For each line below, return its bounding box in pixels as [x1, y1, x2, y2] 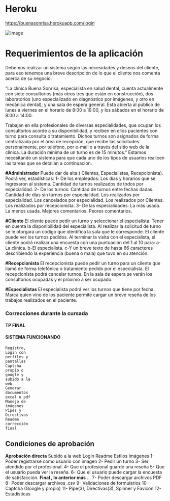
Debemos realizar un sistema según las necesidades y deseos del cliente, [5, 64, 160, 70]
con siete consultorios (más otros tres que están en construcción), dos [5, 90, 154, 97]
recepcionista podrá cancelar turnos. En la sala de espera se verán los [5, 271, 153, 277]
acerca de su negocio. [5, 75, 52, 82]
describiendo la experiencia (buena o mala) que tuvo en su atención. [5, 250, 149, 256]
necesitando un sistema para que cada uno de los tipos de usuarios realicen [5, 154, 165, 161]
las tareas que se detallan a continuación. [5, 160, 92, 166]
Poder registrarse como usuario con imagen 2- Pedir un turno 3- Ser [5, 458, 149, 464]
